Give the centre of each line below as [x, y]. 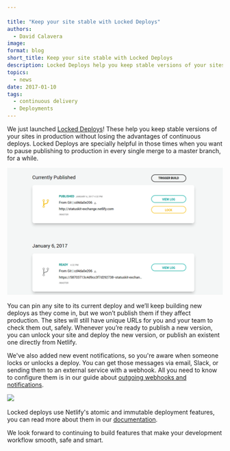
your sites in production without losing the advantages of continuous [104, 136]
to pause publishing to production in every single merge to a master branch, [114, 151]
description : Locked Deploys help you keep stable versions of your [107, 65]
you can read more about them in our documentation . [82, 419]
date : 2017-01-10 [32, 87]
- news [23, 80]
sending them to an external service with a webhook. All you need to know [112, 370]
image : [16, 44]
